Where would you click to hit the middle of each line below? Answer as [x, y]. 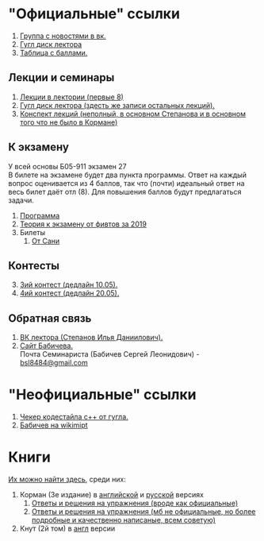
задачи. [21, 200]
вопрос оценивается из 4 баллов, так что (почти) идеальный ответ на [126, 183]
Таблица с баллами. [54, 52]
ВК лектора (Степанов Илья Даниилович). [91, 338]
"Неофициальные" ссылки [102, 395]
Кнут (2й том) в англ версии [67, 528]
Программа [40, 215]
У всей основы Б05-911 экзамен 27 [67, 166]
